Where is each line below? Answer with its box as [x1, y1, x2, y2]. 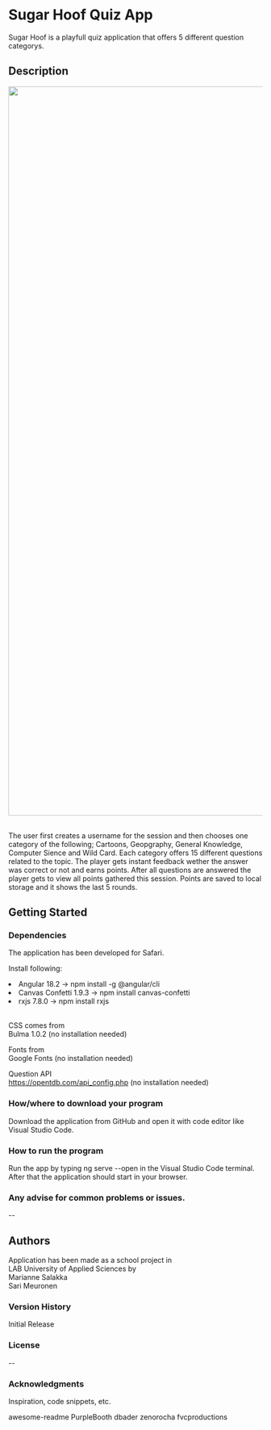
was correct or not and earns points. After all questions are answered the [8, 865, 252, 874]
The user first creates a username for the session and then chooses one [8, 830, 248, 841]
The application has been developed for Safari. [8, 948, 165, 958]
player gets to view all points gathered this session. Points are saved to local [8, 874, 262, 883]
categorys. [8, 40, 44, 50]
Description [8, 65, 69, 78]
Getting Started [8, 906, 88, 920]
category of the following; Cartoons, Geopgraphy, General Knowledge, [8, 839, 244, 849]
